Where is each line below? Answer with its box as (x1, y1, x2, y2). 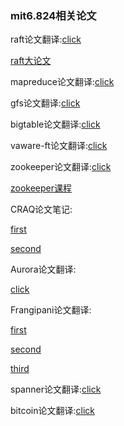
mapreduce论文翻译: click (10, 76, 115, 88)
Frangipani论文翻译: (10, 304, 92, 316)
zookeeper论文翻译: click (10, 161, 112, 173)
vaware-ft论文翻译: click (10, 140, 108, 152)
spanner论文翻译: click (10, 383, 102, 396)
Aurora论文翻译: (10, 263, 77, 276)
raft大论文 (10, 55, 52, 67)
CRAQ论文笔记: (10, 203, 73, 216)
